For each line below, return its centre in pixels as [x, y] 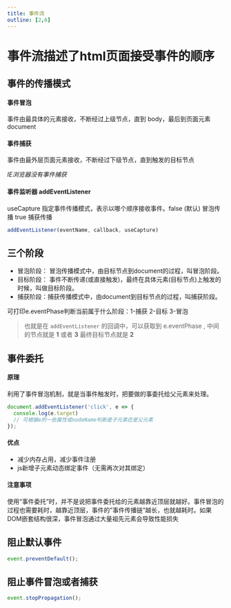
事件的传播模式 [39, 84]
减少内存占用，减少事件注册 [57, 459]
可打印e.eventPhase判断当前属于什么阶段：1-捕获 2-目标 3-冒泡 [98, 311]
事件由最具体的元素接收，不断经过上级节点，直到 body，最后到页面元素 [109, 119]
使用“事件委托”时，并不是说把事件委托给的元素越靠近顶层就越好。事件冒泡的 [115, 501]
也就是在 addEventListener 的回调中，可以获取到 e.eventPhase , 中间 [121, 326]
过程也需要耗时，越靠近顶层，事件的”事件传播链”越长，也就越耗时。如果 [110, 510]
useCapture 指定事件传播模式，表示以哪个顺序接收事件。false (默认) [104, 208]
